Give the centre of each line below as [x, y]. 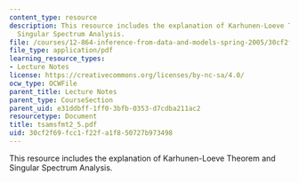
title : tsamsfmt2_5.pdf [53, 125]
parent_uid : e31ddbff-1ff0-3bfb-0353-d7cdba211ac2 [105, 108]
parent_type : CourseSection [61, 100]
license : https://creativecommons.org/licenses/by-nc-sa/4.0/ [127, 75]
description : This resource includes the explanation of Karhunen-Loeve [147, 26]
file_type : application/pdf [61, 51]
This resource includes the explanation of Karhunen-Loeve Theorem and [142, 158]
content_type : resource [53, 17]
